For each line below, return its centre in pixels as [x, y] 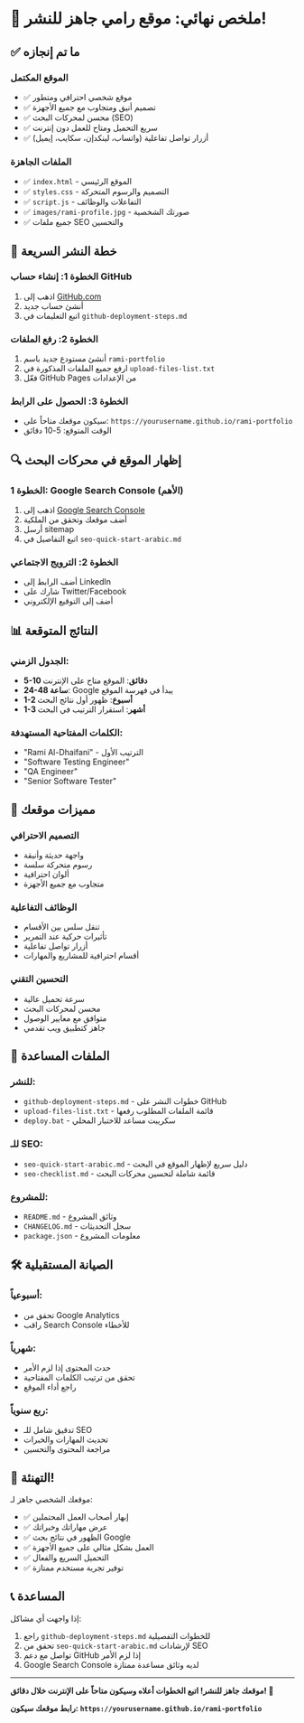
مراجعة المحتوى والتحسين [67, 1449]
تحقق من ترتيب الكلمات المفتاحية [79, 1377]
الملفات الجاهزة [41, 162]
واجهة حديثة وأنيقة [53, 855]
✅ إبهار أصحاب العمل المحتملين [76, 1517]
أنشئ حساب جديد [53, 305]
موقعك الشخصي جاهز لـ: [51, 1500]
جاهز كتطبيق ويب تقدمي [64, 1027]
